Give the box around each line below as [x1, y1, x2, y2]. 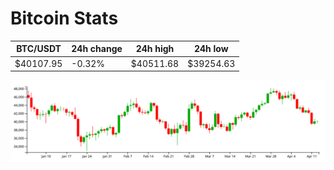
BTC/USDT [16, 43, 62, 55]
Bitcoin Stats [10, 7, 119, 30]
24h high [135, 43, 175, 55]
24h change [71, 43, 123, 55]
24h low [193, 43, 229, 55]
